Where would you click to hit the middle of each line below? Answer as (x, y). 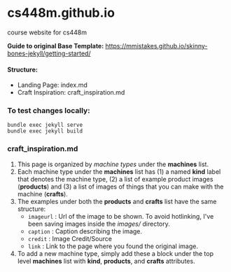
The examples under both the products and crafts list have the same (117, 201)
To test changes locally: (49, 111)
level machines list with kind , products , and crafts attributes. (106, 261)
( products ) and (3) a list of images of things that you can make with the (120, 186)
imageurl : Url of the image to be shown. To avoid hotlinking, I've (121, 216)
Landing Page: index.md (52, 85)
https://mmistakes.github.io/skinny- (156, 46)
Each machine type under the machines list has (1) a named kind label (119, 171)
